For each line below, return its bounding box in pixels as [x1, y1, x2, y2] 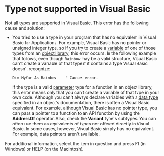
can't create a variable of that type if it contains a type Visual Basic [12, 61, 148, 66]
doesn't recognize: [12, 65, 51, 72]
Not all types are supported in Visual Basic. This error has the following [5, 20, 149, 26]
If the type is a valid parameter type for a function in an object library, [12, 84, 153, 90]
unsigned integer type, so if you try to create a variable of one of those [12, 45, 156, 51]
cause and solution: [5, 25, 45, 31]
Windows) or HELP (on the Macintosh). [5, 146, 84, 152]
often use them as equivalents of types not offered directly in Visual [12, 121, 150, 126]
